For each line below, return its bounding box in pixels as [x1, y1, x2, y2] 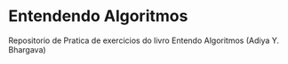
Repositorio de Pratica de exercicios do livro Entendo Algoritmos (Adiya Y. [8, 35, 280, 46]
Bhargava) [8, 44, 46, 54]
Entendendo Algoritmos [8, 6, 188, 26]
